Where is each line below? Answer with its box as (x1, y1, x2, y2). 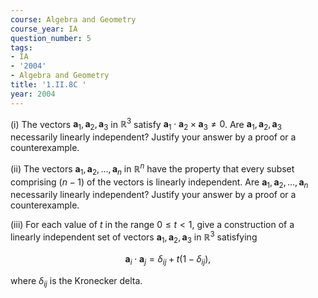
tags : (10, 42, 33, 53)
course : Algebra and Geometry (10, 14, 137, 25)
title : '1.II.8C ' (10, 80, 87, 90)
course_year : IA (10, 24, 78, 34)
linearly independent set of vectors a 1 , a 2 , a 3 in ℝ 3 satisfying (10, 229, 258, 245)
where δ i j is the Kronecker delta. (10, 274, 143, 289)
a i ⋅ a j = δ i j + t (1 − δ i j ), (124, 252, 212, 267)
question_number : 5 (10, 33, 92, 43)
